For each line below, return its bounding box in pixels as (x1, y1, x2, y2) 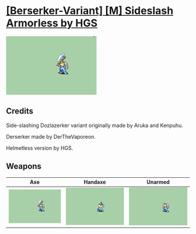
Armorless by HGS (6, 16, 98, 30)
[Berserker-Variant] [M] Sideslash (6, 4, 174, 18)
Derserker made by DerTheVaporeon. (6, 133, 96, 140)
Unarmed (146, 178, 170, 185)
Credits (6, 106, 34, 116)
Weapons (6, 161, 42, 171)
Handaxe (83, 178, 106, 185)
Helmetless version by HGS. (6, 144, 73, 152)
